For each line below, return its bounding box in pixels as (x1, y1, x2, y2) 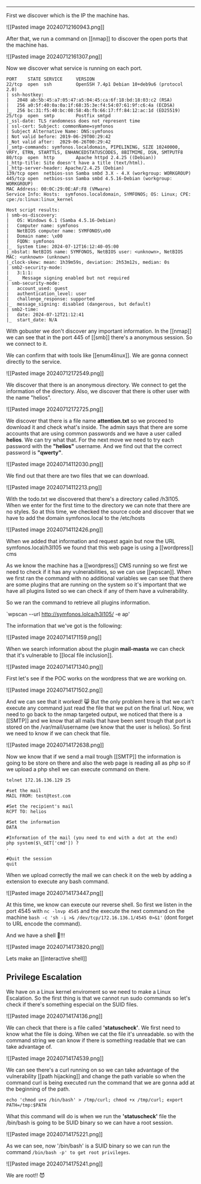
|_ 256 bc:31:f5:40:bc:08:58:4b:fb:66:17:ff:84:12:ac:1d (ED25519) (6, 108, 181, 114)
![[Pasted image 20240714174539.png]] (6, 1054, 104, 1062)
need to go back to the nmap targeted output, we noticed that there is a (6, 711, 182, 718)
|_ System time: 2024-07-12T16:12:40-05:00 (6, 244, 119, 249)
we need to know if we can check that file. (6, 730, 111, 736)
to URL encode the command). (6, 920, 82, 927)
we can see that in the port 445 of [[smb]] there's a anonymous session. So (6, 334, 193, 341)
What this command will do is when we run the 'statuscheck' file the (6, 1112, 176, 1119)
